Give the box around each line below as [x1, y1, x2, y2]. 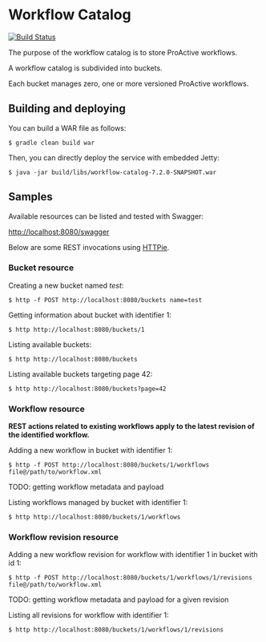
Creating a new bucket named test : [8, 281, 124, 290]
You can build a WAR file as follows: [8, 123, 127, 133]
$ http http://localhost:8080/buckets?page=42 [8, 385, 167, 393]
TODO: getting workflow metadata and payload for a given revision [8, 595, 229, 604]
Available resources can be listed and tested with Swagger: [8, 211, 204, 221]
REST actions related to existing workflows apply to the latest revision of [8, 422, 255, 431]
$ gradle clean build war [8, 139, 95, 147]
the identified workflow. [8, 430, 90, 440]
